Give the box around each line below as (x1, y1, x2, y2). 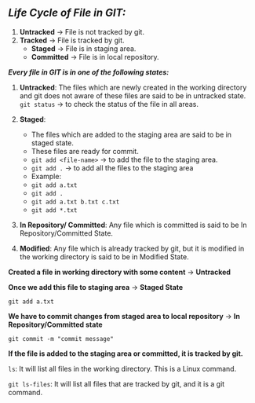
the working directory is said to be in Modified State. (19, 251, 190, 262)
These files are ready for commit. (31, 146, 139, 156)
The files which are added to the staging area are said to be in (31, 130, 232, 139)
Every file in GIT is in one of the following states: (8, 67, 169, 77)
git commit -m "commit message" (8, 335, 114, 343)
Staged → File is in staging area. (31, 43, 137, 53)
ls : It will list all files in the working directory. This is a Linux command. (8, 364, 237, 373)
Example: (31, 171, 61, 181)
